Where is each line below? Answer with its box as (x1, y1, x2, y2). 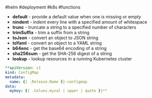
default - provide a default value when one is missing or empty (12, 14, 141, 19)
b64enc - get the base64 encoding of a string (12, 46, 107, 51)
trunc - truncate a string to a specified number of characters (12, 24, 137, 30)
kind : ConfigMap (5, 70, 39, 75)
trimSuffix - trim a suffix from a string (12, 30, 90, 35)
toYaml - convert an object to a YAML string (12, 40, 102, 46)
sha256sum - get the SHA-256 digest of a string (12, 50, 112, 56)
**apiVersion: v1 (5, 65, 41, 70)
